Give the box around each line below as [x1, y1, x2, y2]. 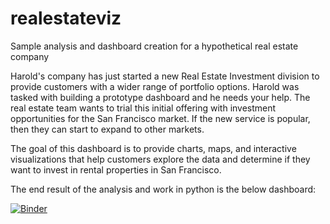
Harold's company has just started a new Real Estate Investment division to [10, 70, 320, 82]
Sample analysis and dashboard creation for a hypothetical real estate [10, 40, 299, 52]
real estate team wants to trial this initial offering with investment [10, 102, 277, 114]
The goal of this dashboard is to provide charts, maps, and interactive [10, 142, 297, 154]
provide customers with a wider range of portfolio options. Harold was [10, 80, 300, 92]
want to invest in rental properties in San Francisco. [10, 163, 222, 176]
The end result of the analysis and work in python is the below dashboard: [10, 183, 317, 195]
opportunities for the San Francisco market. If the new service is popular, [10, 112, 311, 124]
